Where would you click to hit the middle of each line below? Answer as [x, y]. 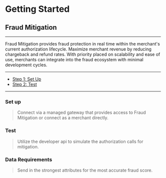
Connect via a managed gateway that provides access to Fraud [82, 113]
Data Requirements [29, 159]
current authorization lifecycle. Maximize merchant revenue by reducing [78, 49]
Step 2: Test [24, 84]
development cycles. [26, 65]
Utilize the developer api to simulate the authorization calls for [80, 141]
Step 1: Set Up [27, 79]
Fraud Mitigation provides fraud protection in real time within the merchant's [83, 44]
